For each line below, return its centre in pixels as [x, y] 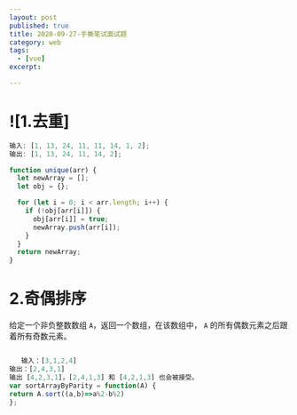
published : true [39, 26]
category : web [35, 42]
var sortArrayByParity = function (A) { [83, 386]
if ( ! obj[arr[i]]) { [63, 211]
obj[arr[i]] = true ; [70, 219]
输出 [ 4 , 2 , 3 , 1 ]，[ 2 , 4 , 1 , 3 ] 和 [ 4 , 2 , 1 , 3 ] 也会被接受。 [104, 377]
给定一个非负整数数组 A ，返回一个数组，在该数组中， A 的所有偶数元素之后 [145, 325]
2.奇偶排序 [48, 299]
